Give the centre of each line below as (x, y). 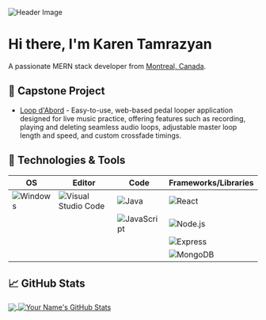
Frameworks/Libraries (211, 182)
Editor (84, 182)
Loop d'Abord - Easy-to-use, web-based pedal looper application (126, 110)
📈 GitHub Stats (47, 283)
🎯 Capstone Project (57, 91)
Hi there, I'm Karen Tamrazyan (110, 44)
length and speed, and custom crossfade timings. (101, 135)
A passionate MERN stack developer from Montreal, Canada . (107, 66)
